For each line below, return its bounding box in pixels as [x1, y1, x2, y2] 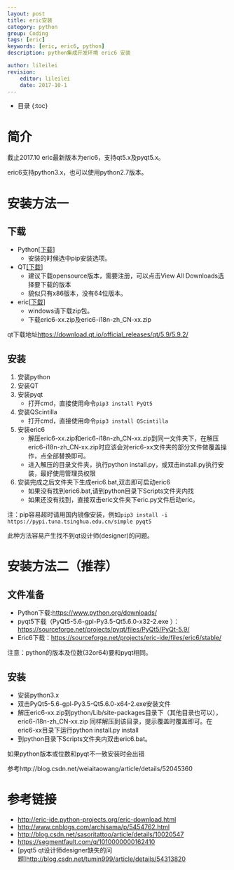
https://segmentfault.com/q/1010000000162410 [17, 837, 156, 845]
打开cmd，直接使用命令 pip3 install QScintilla [27, 416, 169, 425]
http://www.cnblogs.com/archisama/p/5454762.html [17, 822, 170, 831]
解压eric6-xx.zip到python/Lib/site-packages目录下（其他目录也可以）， [17, 708, 222, 716]
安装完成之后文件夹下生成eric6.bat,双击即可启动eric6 [17, 478, 170, 487]
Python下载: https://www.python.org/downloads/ [17, 609, 158, 617]
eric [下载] [17, 298, 46, 306]
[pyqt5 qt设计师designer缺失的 [17, 845, 106, 854]
